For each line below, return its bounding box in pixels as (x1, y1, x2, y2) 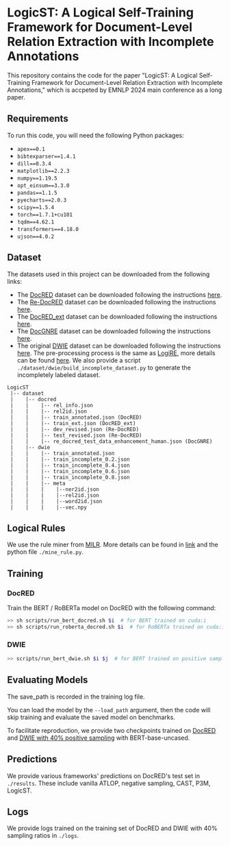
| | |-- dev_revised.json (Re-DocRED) (10, 426, 139, 433)
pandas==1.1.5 (16, 189, 57, 196)
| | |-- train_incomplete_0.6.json (10, 468, 130, 474)
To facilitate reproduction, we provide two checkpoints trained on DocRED (7, 726, 216, 734)
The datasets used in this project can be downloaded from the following (7, 269, 210, 278)
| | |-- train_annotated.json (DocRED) (10, 413, 142, 421)
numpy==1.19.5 (16, 175, 57, 182)
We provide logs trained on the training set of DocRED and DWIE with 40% (7, 824, 218, 832)
